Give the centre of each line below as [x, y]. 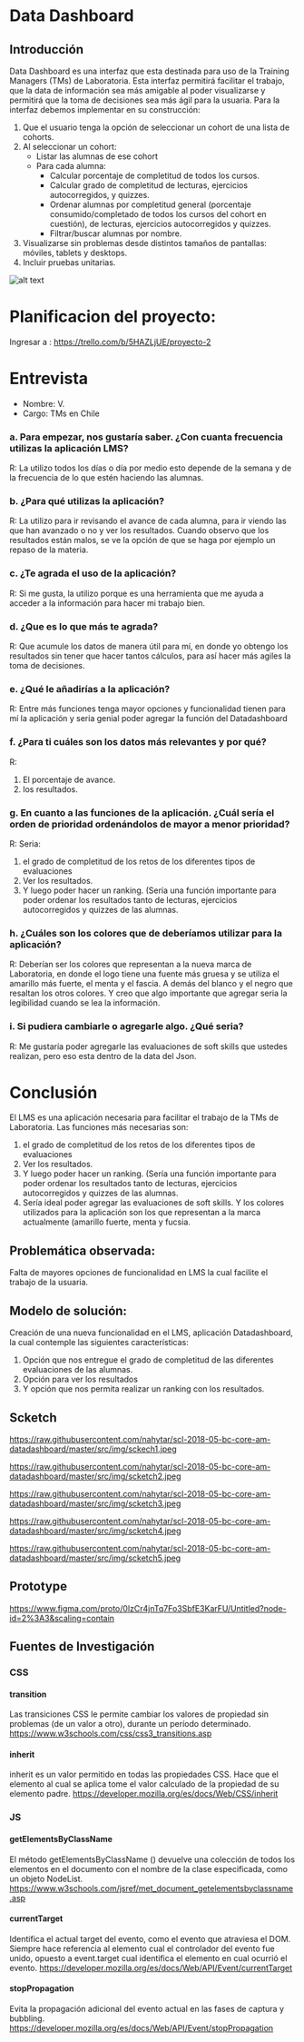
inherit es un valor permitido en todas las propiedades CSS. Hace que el [144, 1774]
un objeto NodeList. [46, 1878]
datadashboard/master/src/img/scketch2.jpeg [95, 1476]
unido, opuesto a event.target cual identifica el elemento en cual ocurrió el [148, 1958]
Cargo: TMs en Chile [61, 413]
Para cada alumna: [71, 166]
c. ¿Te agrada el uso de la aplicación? [93, 573]
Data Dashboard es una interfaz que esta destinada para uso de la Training [149, 71]
